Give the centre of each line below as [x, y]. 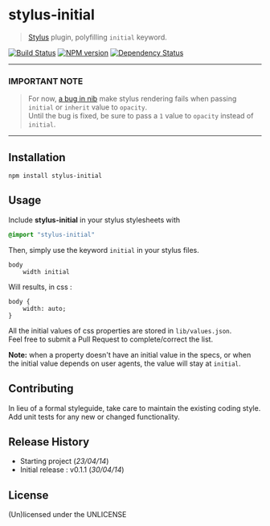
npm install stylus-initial [55, 176]
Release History [49, 442]
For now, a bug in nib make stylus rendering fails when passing [132, 99]
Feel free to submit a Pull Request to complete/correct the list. [111, 339]
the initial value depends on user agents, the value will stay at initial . [125, 363]
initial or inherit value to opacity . [87, 107]
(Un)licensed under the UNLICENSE [67, 515]
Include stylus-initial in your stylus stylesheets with [94, 220]
